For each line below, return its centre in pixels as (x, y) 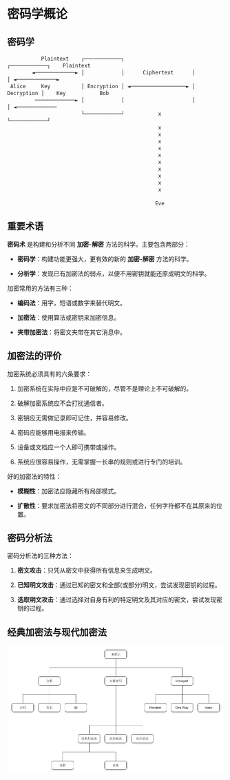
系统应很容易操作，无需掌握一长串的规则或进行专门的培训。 (102, 462)
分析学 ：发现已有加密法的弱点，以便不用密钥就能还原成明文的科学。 (114, 274)
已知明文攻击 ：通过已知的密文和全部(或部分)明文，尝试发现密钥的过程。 (119, 585)
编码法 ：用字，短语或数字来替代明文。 (71, 302)
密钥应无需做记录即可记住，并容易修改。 (74, 418)
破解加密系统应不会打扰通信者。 (62, 403)
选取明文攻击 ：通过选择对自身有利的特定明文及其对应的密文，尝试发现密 (119, 599)
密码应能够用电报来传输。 (53, 432)
